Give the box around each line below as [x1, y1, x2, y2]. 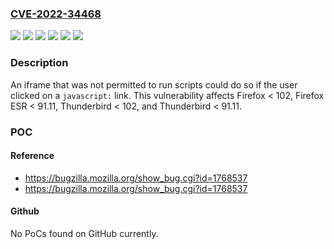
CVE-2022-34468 [10, 7, 102, 21]
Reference [10, 150, 55, 162]
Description [10, 56, 69, 70]
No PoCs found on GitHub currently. [10, 227, 159, 239]
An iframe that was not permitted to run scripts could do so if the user [10, 78, 298, 91]
